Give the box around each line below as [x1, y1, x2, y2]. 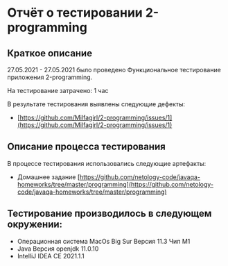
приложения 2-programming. [7, 73, 93, 81]
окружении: [7, 219, 63, 231]
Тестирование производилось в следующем [7, 208, 212, 219]
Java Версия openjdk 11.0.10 [17, 244, 99, 253]
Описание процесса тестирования [7, 141, 166, 153]
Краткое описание [7, 47, 92, 59]
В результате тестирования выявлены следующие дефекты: [7, 100, 186, 108]
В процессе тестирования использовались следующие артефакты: [7, 159, 207, 167]
